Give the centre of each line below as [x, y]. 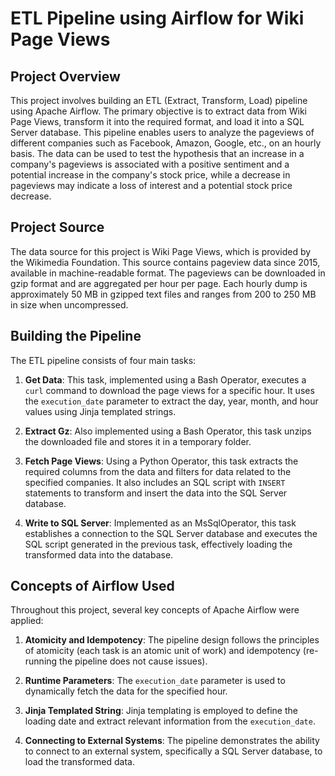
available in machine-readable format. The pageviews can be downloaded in [168, 273]
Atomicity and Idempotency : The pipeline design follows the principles [172, 640]
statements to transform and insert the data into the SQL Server [156, 493]
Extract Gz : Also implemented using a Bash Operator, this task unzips [168, 431]
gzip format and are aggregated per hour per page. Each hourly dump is [159, 283]
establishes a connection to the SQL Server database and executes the [171, 533]
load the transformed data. [79, 762]
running [41, 661]
